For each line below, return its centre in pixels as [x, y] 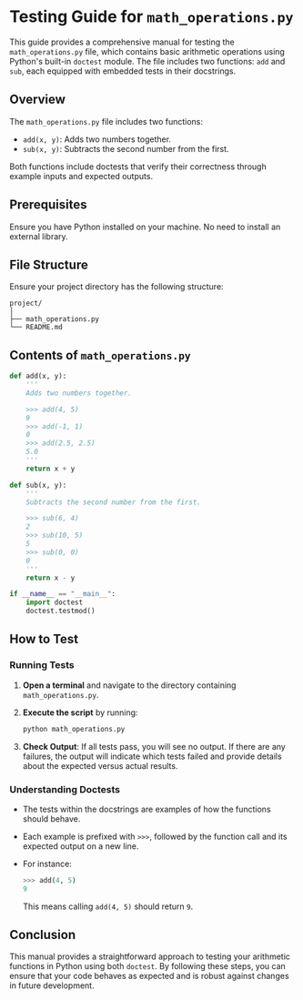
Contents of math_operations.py [100, 355]
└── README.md [36, 328]
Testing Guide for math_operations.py [151, 17]
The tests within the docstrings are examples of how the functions [146, 809]
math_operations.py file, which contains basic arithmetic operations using [147, 51]
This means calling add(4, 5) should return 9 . [108, 906]
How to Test [44, 639]
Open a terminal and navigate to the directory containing [129, 685]
